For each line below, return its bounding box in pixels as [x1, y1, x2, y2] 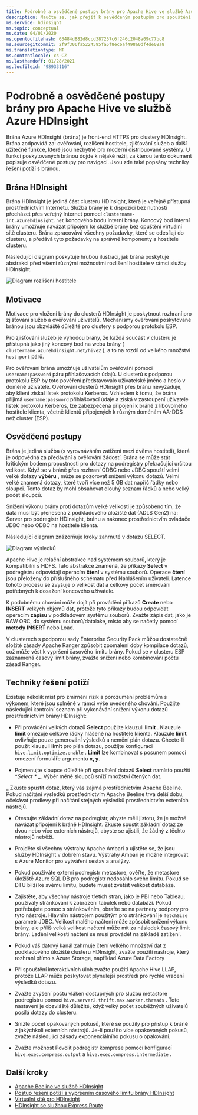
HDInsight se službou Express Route [14, 1102, 103, 1109]
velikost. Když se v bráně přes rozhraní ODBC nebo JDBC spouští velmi [6, 466, 180, 473]
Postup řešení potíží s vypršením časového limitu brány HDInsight [14, 1090, 174, 1097]
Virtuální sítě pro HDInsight [14, 1096, 81, 1103]
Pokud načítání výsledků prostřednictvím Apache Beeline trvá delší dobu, [6, 790, 184, 798]
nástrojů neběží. [14, 833, 54, 840]
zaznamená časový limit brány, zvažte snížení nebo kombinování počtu [6, 654, 179, 661]
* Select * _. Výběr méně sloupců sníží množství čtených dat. [14, 772, 162, 780]
